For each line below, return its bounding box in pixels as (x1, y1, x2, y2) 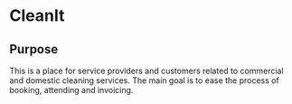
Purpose (9, 42, 59, 57)
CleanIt (9, 5, 65, 26)
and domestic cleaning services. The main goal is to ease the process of (9, 75, 280, 86)
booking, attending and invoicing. (9, 85, 134, 95)
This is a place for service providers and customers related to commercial (9, 65, 284, 76)
